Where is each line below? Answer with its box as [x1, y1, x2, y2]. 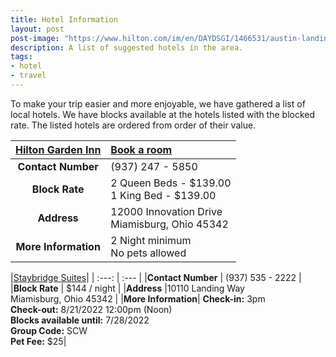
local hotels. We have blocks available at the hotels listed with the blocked [10, 108, 316, 120]
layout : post [10, 24, 65, 34]
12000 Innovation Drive [110, 204, 223, 218]
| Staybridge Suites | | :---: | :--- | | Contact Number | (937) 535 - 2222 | [10, 271, 302, 283]
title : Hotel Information [10, 14, 118, 25]
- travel [10, 71, 47, 81]
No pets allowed [110, 246, 187, 260]
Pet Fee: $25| [10, 335, 67, 347]
